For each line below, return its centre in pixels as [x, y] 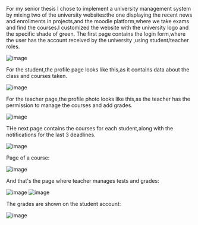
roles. [13, 46]
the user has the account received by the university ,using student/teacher [98, 40]
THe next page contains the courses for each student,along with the [90, 128]
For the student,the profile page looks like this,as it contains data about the [98, 70]
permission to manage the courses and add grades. [69, 105]
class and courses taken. [37, 76]
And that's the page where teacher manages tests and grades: [83, 181]
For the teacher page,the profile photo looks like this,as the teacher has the [98, 99]
